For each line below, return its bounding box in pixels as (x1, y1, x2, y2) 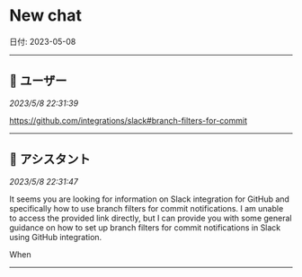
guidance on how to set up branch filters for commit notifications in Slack (9, 221, 281, 233)
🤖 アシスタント (9, 151, 91, 167)
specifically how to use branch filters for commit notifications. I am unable (9, 203, 284, 213)
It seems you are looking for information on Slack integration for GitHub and (9, 194, 290, 204)
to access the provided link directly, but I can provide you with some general (9, 212, 292, 223)
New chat (9, 5, 83, 26)
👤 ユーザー (9, 74, 67, 89)
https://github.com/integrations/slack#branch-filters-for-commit (9, 115, 247, 126)
